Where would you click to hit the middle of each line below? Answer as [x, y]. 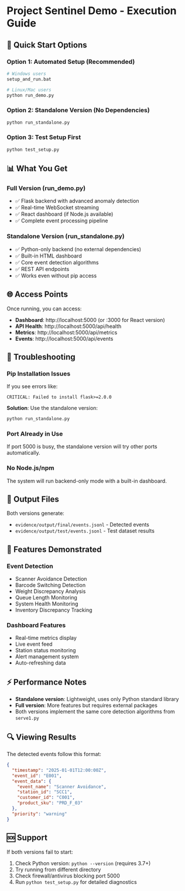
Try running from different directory [58, 869]
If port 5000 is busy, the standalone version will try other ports [82, 446]
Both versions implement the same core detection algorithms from [95, 712]
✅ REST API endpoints [42, 269]
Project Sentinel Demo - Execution [92, 11]
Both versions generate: [36, 513]
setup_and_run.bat [29, 79]
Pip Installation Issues [39, 374]
